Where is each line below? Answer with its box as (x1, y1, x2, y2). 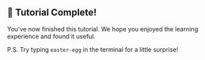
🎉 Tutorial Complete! (7, 7, 97, 18)
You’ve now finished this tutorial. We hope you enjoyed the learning (7, 25, 198, 33)
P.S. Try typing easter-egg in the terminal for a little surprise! (7, 45, 179, 53)
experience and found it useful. (7, 32, 96, 40)
